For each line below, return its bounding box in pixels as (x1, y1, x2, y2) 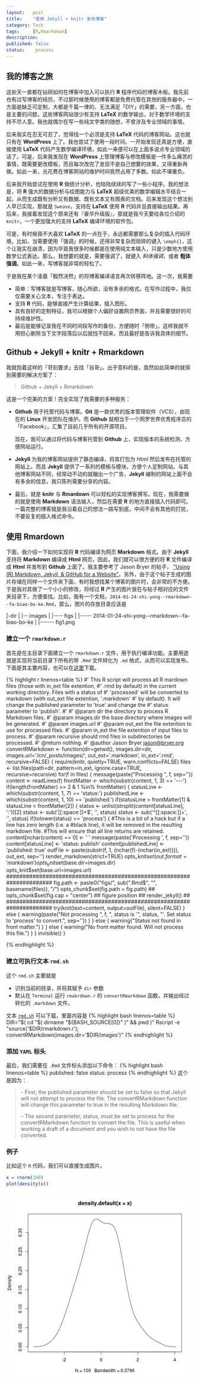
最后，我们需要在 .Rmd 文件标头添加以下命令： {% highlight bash (6, 1062, 163, 1069)
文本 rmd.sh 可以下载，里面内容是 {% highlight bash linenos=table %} (6, 1012, 176, 1019)
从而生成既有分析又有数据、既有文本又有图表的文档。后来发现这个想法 (16, 195, 188, 202)
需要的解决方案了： (11, 371, 58, 378)
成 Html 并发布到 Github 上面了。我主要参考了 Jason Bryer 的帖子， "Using (6, 563, 190, 570)
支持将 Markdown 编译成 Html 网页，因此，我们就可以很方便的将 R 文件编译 (6, 556, 192, 563)
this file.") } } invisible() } (6, 930, 66, 937)
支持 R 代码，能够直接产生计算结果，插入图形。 (14, 300, 130, 307)
